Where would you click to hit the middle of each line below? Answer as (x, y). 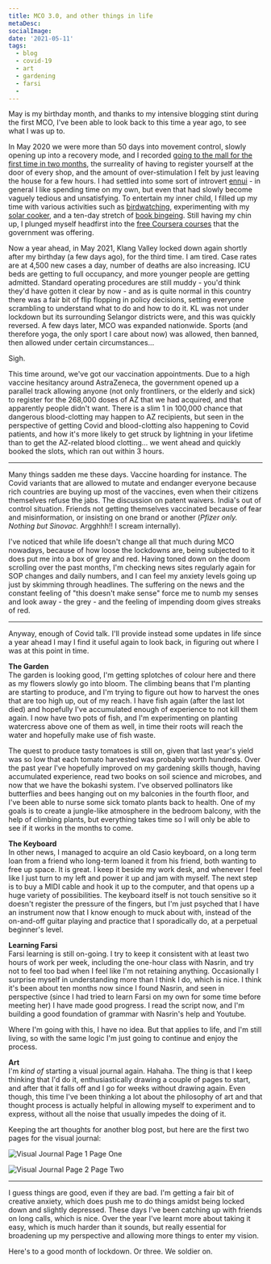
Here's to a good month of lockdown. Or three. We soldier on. (110, 1251)
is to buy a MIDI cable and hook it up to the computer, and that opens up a (131, 887)
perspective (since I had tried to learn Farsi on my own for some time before (135, 997)
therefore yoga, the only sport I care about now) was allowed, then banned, (134, 334)
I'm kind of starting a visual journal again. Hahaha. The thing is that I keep (130, 1071)
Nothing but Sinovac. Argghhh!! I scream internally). (95, 526)
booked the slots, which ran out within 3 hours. (86, 451)
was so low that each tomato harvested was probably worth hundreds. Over (134, 760)
